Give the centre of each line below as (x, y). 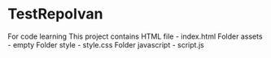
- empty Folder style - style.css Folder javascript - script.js (106, 44)
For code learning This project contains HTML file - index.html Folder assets (135, 36)
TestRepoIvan (55, 14)
